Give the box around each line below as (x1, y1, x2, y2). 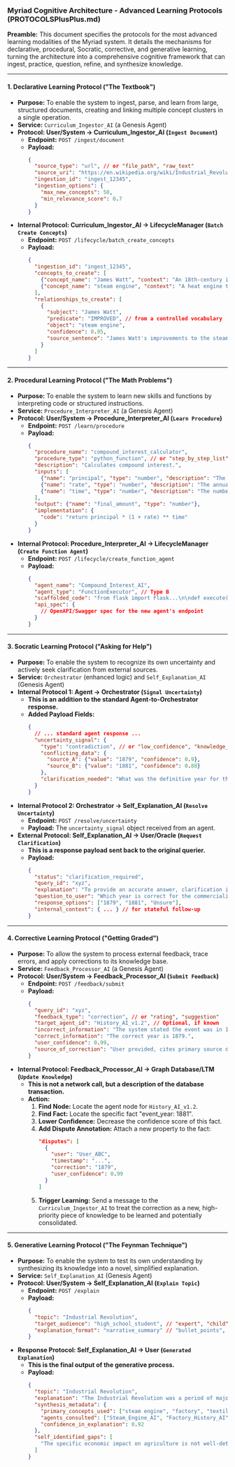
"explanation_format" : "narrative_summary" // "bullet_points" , (34, 1326, 226, 1334)
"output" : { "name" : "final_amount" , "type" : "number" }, (34, 501, 201, 508)
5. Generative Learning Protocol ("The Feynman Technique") (7, 1241, 187, 1249)
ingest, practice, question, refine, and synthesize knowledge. (7, 60, 183, 69)
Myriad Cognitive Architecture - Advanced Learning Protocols (7, 6, 222, 15)
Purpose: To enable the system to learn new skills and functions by (17, 391, 212, 400)
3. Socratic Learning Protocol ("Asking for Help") (7, 642, 152, 651)
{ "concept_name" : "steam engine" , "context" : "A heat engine (41, 283, 222, 290)
